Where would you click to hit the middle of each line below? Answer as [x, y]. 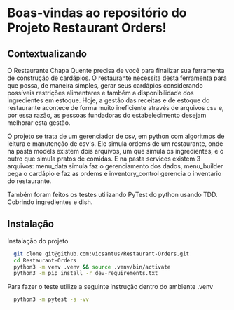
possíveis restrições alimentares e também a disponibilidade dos [101, 93]
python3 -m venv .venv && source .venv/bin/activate [92, 267]
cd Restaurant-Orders [45, 260]
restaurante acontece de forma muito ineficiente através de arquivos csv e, [116, 108]
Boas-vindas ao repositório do [97, 13]
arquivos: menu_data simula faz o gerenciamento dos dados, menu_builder [115, 166]
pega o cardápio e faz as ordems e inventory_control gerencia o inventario [115, 174]
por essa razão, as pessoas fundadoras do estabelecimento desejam [107, 115]
